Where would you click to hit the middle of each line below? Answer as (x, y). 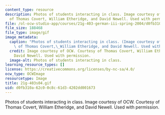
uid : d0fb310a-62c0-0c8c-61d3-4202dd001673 (50, 88)
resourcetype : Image (26, 78)
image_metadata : (22, 38)
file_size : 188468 (24, 28)
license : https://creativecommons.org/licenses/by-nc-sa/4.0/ (70, 70)
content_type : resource (29, 10)
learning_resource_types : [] (35, 65)
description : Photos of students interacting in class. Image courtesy (80, 14)
